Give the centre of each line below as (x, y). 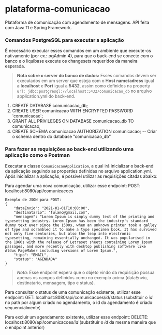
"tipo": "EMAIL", (31, 255)
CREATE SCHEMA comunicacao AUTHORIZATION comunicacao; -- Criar (84, 132)
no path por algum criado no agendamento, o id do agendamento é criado (79, 302)
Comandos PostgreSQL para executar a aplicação (65, 40)
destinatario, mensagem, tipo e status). (56, 283)
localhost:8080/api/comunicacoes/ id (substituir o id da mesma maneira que (81, 322)
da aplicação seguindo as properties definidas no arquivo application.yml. (79, 171)
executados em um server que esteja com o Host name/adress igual (85, 81)
